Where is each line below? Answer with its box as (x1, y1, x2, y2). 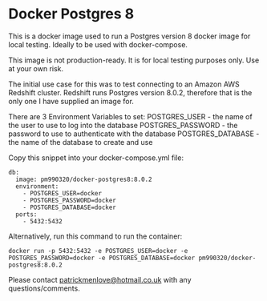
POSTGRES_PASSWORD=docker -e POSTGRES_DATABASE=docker (8, 254, 196, 262)
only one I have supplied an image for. (8, 96, 135, 106)
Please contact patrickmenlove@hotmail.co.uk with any (8, 275, 192, 284)
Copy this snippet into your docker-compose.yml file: (8, 153, 184, 163)
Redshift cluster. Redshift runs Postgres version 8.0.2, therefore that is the (8, 87, 253, 97)
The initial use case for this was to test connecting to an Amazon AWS (8, 79, 241, 89)
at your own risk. (8, 63, 64, 73)
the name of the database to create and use (8, 137, 153, 146)
